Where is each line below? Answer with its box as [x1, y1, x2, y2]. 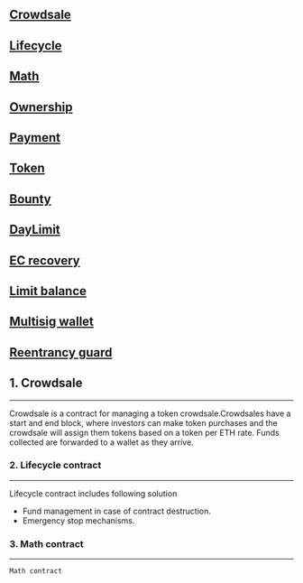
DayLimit [9, 222, 60, 237]
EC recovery [9, 253, 80, 268]
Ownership [9, 99, 73, 115]
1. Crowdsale [9, 375, 83, 391]
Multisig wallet [9, 314, 95, 329]
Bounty [9, 191, 51, 207]
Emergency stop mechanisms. [22, 514, 135, 526]
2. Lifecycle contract [9, 459, 102, 472]
